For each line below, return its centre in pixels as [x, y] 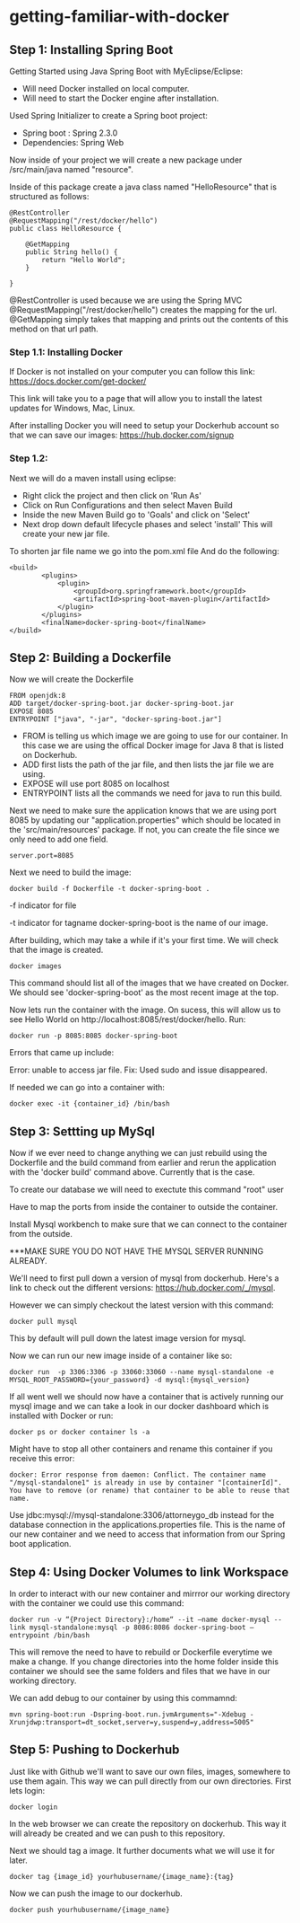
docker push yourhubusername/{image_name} [90, 1910]
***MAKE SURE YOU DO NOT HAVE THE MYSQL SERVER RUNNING [137, 1251]
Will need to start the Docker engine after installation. [120, 98]
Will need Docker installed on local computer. [106, 88]
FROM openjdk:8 [38, 696]
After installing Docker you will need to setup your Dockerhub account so [144, 426]
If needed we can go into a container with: [87, 1088]
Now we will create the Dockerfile [72, 679]
